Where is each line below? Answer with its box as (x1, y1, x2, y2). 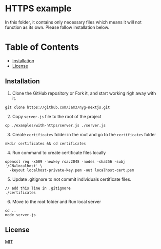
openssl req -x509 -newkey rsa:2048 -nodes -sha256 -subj (5, 159, 125, 164)
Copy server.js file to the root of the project (12, 113, 101, 119)
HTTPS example (5, 3, 72, 14)
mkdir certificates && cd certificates (5, 141, 86, 146)
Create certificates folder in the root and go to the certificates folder (12, 131, 156, 137)
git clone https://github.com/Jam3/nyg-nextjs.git (5, 105, 110, 110)
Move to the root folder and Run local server (12, 199, 101, 204)
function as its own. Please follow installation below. (5, 24, 110, 30)
